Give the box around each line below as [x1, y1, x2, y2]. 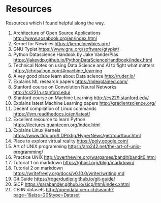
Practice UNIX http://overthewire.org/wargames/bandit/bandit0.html [13, 154, 156, 160]
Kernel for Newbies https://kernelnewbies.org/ [13, 40, 111, 46]
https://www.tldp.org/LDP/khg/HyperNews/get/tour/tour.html [13, 132, 141, 138]
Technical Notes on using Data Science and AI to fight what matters [13, 62, 155, 68]
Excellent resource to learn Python [13, 116, 86, 122]
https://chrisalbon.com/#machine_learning [13, 67, 103, 74]
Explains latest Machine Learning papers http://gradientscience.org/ [13, 100, 156, 106]
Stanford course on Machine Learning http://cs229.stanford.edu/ [13, 95, 149, 101]
